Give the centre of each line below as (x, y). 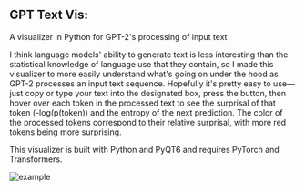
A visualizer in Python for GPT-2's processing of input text (118, 36)
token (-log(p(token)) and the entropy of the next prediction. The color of (146, 112)
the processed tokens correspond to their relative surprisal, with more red (148, 122)
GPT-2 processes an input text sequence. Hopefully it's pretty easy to (140, 83)
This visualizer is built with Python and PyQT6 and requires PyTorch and (144, 149)
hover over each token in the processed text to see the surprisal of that (142, 103)
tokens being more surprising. (66, 132)
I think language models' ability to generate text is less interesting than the (149, 55)
